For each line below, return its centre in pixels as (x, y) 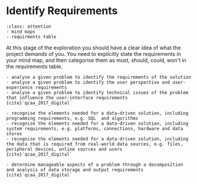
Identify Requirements (62, 11)
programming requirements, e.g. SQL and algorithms (72, 118)
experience (19, 87)
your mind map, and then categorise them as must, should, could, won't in (96, 60)
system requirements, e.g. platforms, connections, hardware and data (95, 128)
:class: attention (29, 26)
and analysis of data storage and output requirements (75, 170)
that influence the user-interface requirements (67, 98)
